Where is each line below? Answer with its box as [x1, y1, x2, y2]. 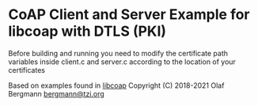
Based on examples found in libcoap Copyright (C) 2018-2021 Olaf [8, 81, 225, 90]
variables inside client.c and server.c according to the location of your [8, 57, 236, 66]
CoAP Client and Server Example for [8, 6, 250, 24]
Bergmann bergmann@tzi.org [8, 89, 104, 98]
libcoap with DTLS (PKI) [8, 22, 167, 40]
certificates [8, 65, 46, 74]
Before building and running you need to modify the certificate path [8, 48, 228, 58]
